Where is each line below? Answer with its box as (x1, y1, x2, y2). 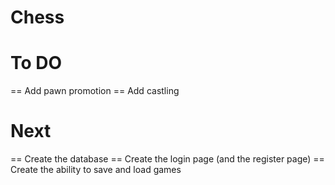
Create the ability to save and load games (10, 164, 182, 176)
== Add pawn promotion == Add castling (10, 85, 180, 97)
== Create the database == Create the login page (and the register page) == (10, 153, 325, 165)
